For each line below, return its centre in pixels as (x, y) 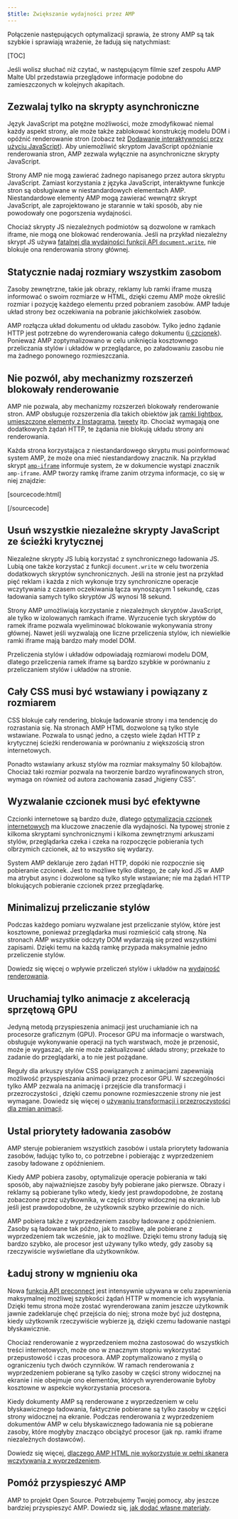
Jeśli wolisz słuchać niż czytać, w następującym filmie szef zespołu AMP (114, 69)
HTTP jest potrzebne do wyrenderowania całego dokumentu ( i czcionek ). (115, 333)
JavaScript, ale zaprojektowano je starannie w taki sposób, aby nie (105, 206)
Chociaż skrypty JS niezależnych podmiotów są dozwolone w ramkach (112, 227)
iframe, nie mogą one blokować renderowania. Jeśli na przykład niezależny (117, 235)
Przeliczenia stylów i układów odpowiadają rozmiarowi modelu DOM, (108, 654)
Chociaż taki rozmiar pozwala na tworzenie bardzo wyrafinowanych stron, (116, 772)
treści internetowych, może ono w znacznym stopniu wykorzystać (104, 1350)
